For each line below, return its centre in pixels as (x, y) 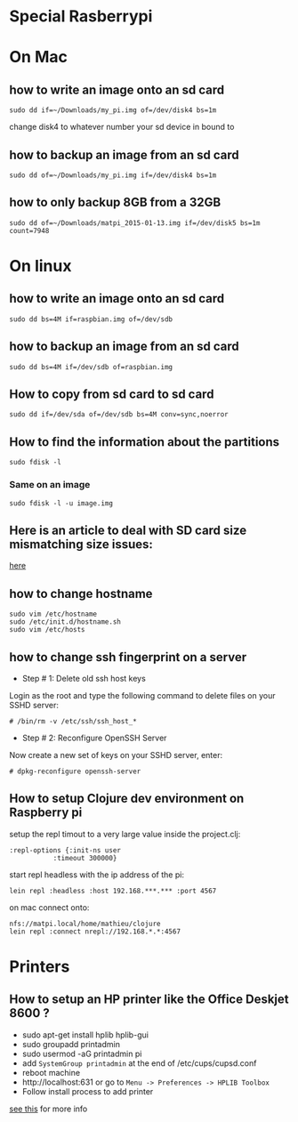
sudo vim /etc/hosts (48, 630)
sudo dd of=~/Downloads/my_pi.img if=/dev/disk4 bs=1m (113, 175)
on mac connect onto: (49, 907)
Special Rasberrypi (81, 16)
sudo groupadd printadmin (71, 1044)
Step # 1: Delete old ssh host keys (84, 678)
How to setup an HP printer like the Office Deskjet (149, 1000)
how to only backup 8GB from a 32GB (115, 202)
